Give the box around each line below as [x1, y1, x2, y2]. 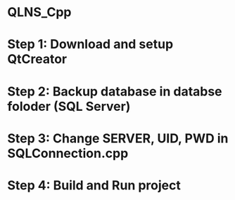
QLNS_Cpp [7, 4, 72, 20]
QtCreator [7, 51, 68, 67]
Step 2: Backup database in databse [7, 84, 223, 99]
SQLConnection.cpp [7, 145, 129, 161]
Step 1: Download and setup [7, 36, 174, 53]
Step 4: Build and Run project [7, 177, 181, 193]
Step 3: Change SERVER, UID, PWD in [7, 131, 229, 146]
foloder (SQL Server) [7, 98, 131, 114]
